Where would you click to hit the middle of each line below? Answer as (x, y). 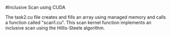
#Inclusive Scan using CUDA (35, 7)
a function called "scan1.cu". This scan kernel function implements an (78, 23)
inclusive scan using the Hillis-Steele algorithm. (55, 28)
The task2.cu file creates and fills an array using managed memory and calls (86, 17)
